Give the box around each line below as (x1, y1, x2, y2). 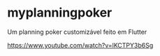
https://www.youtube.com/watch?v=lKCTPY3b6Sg (7, 41, 154, 49)
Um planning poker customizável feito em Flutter (7, 28, 147, 36)
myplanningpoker (7, 5, 112, 21)
